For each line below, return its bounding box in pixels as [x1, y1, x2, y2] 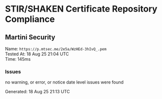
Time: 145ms [5, 56, 31, 62]
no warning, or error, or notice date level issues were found [5, 79, 124, 85]
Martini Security [5, 33, 55, 41]
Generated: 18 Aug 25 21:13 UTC [5, 89, 70, 95]
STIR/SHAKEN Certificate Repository [5, 3, 158, 15]
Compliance [5, 14, 55, 25]
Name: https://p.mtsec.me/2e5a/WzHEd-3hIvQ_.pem [5, 46, 107, 51]
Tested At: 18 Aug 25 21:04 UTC [5, 51, 69, 57]
